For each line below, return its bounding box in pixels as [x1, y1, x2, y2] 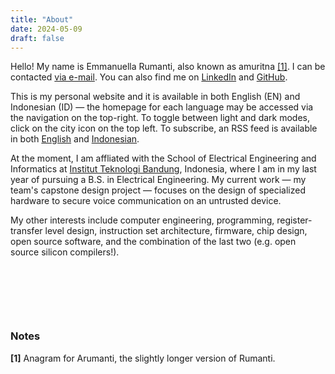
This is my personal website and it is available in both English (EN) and [10, 91, 301, 103]
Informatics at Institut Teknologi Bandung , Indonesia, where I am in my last [10, 163, 317, 175]
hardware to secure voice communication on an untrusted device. [10, 195, 282, 207]
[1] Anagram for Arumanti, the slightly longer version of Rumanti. [10, 352, 276, 364]
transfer [10, 225, 43, 237]
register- [276, 214, 313, 226]
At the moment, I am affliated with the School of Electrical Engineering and [10, 152, 317, 165]
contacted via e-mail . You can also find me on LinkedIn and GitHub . [10, 71, 288, 83]
